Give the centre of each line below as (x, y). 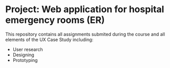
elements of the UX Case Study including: (49, 40)
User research (28, 49)
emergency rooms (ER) (55, 20)
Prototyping (25, 60)
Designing (23, 55)
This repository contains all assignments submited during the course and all (85, 34)
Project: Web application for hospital (85, 9)
